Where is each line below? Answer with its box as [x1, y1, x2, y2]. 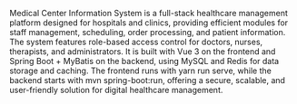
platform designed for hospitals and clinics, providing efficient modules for [9, 17, 289, 28]
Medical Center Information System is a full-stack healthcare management [9, 8, 289, 18]
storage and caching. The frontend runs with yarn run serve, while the [9, 65, 272, 76]
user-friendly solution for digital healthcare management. [9, 85, 223, 95]
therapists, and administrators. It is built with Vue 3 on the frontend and [9, 46, 276, 57]
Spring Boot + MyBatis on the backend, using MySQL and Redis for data [9, 56, 280, 66]
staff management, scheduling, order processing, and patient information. [9, 27, 286, 37]
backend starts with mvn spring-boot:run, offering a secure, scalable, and [9, 75, 286, 85]
